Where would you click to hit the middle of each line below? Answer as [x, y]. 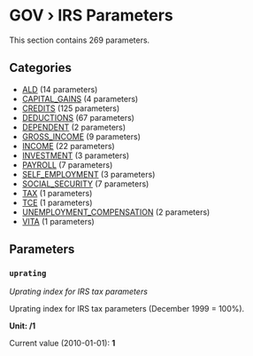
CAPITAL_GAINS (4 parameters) [80, 99]
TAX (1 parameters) [57, 193]
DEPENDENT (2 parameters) [74, 127]
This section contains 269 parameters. [80, 40]
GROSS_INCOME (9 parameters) [81, 136]
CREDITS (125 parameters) [71, 108]
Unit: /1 [23, 326]
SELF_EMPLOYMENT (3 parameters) [88, 174]
